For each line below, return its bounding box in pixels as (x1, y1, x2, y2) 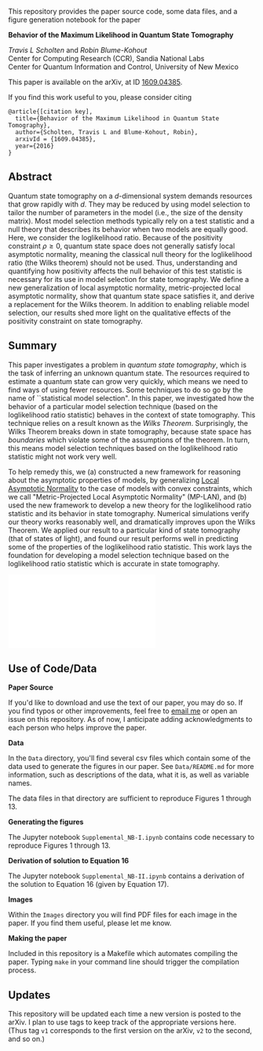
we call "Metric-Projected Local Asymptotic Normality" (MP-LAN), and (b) (8, 492, 247, 501)
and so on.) (8, 1035, 46, 1044)
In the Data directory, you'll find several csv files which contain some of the (8, 753, 251, 763)
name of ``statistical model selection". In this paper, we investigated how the (8, 393, 254, 403)
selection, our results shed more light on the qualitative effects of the (8, 308, 232, 317)
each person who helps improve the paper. (8, 723, 147, 733)
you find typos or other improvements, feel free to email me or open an (8, 706, 238, 716)
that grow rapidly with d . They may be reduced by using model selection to (8, 200, 250, 209)
